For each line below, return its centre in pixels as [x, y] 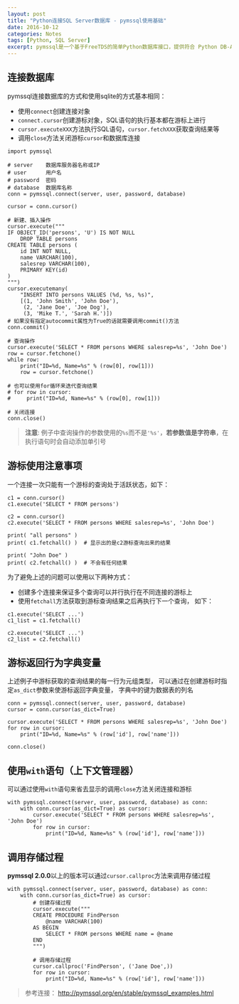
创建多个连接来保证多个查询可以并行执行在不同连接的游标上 [105, 592]
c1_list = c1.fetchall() [44, 620]
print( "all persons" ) [43, 535]
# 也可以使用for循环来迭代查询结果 [53, 386]
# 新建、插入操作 [29, 220]
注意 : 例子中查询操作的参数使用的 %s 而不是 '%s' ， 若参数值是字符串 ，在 [127, 432]
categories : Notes [34, 34]
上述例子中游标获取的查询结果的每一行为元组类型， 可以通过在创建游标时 [114, 681]
